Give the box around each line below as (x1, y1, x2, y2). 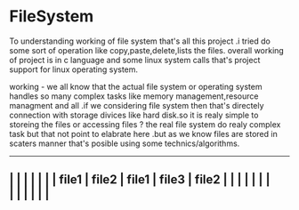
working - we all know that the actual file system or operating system (9, 81, 263, 92)
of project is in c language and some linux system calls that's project (9, 54, 261, 65)
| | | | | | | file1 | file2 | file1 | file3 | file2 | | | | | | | (9, 172, 271, 188)
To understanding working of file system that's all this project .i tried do (9, 36, 271, 46)
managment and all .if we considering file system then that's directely (9, 100, 264, 110)
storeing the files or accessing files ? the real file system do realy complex (9, 118, 281, 130)
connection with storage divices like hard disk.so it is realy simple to (9, 109, 259, 120)
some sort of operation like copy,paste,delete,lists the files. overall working (9, 44, 285, 55)
